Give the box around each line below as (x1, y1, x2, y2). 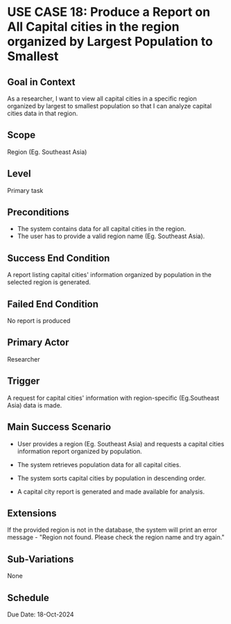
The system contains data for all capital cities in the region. (17, 225, 186, 233)
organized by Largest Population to (7, 34, 213, 49)
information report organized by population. (17, 447, 142, 455)
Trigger (7, 376, 40, 387)
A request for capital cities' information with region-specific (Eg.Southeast (7, 394, 220, 402)
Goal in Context (7, 76, 76, 87)
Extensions (7, 507, 57, 519)
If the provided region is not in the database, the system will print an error (7, 525, 217, 534)
